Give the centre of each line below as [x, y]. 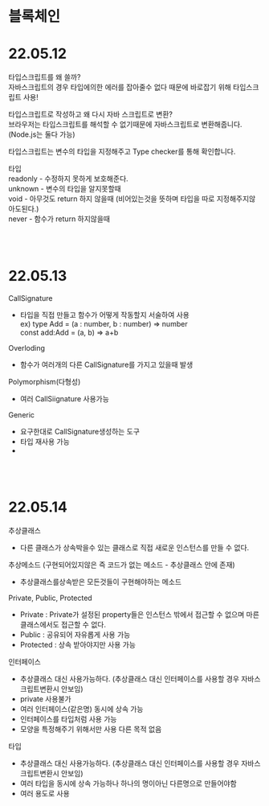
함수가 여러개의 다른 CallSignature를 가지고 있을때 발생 [106, 365]
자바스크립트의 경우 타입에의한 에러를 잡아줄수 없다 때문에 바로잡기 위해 [120, 87]
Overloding [27, 348]
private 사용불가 [45, 699]
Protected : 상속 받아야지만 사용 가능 [78, 645]
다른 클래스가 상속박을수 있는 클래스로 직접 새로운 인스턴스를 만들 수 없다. [134, 547]
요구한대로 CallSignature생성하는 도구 [80, 432]
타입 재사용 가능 [45, 442]
